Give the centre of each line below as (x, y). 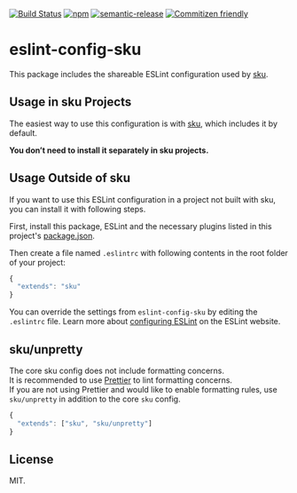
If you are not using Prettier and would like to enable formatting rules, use (143, 390)
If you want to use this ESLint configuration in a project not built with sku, (143, 199)
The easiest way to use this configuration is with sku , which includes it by (143, 123)
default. (23, 132)
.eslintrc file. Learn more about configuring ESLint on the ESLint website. (145, 322)
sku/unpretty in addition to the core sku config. (95, 399)
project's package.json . (52, 235)
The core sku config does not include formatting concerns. (117, 370)
